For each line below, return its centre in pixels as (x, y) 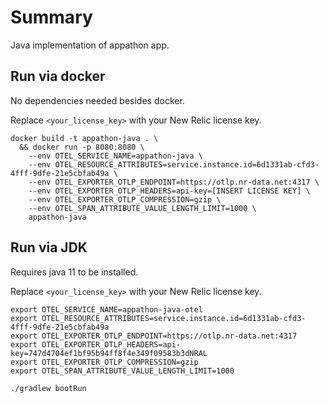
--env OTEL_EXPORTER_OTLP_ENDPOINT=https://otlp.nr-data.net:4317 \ (174, 182)
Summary (51, 17)
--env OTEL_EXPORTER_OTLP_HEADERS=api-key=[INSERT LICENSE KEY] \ (169, 191)
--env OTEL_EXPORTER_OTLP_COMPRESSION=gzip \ (125, 199)
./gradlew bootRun (48, 388)
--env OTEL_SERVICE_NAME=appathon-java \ (115, 156)
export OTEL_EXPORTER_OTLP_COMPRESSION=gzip (104, 362)
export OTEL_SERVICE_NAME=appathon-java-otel (106, 309)
